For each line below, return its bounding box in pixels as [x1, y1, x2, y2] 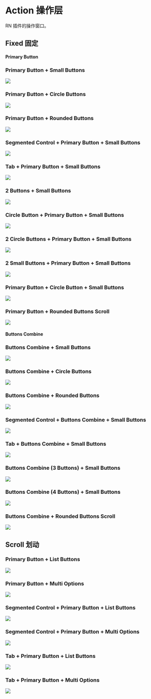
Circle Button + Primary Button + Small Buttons [5, 211, 124, 218]
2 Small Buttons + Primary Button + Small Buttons [5, 259, 131, 267]
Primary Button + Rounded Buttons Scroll [5, 308, 110, 315]
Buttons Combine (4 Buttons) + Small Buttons [5, 488, 121, 495]
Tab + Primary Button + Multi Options [5, 676, 100, 684]
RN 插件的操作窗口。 [5, 23, 49, 29]
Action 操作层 [5, 5, 63, 16]
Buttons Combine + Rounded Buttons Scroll [5, 512, 116, 520]
